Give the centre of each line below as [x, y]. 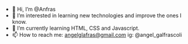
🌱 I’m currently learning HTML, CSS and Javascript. [76, 28]
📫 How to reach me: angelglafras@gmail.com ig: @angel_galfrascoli [97, 35]
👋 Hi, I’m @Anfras [34, 9]
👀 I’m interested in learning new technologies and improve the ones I [97, 15]
